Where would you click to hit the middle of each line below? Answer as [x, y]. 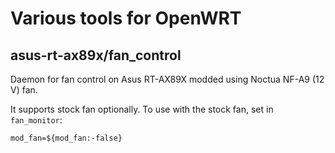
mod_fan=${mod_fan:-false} [66, 138]
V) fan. [24, 90]
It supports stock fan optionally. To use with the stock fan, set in [142, 109]
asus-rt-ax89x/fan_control [96, 55]
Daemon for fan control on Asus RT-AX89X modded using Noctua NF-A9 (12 [167, 79]
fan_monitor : [36, 120]
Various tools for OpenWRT [126, 18]
